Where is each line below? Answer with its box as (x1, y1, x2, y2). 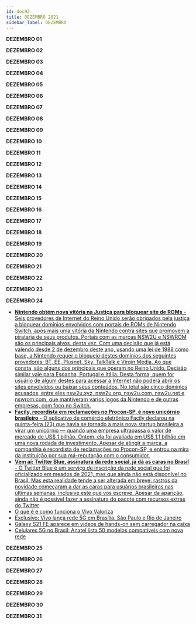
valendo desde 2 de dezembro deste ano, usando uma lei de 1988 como (14, 346, 189, 353)
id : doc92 (6, 8, 30, 15)
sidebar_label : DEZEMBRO (6, 19, 67, 25)
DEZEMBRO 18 (6, 229, 42, 236)
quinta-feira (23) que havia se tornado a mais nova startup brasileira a (14, 421, 184, 428)
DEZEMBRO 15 (6, 195, 42, 202)
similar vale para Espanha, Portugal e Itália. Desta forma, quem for (14, 371, 174, 378)
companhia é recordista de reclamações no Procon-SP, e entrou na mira (14, 446, 189, 453)
